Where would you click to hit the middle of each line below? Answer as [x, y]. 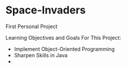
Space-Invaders [46, 10]
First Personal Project [31, 26]
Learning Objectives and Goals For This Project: [63, 37]
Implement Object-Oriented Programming [64, 49]
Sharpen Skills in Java [41, 55]
